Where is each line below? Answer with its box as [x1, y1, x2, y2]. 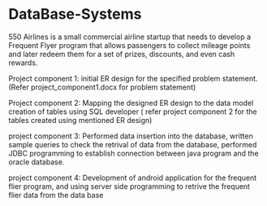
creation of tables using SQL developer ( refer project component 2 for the [8, 107, 257, 116]
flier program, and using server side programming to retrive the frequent [8, 181, 250, 191]
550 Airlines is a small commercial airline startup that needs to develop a [8, 32, 252, 42]
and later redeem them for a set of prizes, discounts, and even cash [8, 49, 235, 59]
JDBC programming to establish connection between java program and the [8, 148, 259, 158]
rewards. [8, 58, 38, 68]
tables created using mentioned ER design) [8, 115, 153, 125]
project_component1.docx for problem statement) [31, 82, 196, 92]
